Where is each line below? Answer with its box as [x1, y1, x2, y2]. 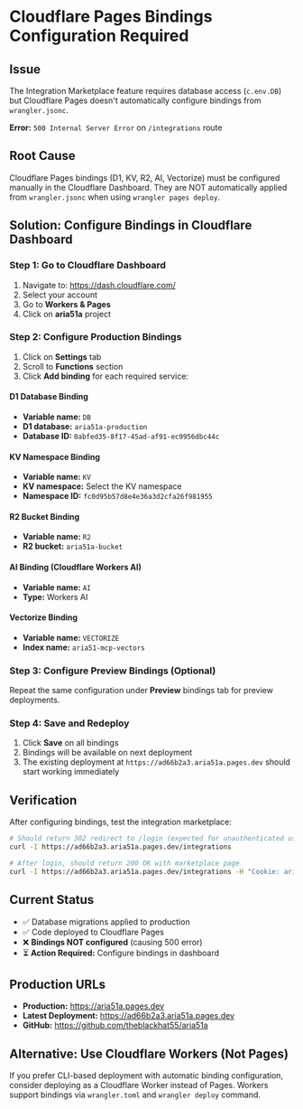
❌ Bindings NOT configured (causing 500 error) [22, 936, 203, 947]
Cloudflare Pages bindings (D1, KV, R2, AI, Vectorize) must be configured [9, 172, 280, 183]
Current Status [9, 892, 95, 907]
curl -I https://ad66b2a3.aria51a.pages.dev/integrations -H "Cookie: [9, 867, 280, 876]
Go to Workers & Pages [22, 298, 111, 309]
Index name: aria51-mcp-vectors [22, 642, 146, 653]
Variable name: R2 [22, 531, 92, 542]
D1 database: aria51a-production [22, 421, 148, 431]
